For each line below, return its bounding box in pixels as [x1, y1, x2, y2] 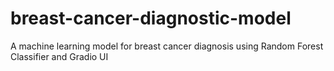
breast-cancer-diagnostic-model [10, 7, 292, 30]
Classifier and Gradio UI [10, 50, 109, 62]
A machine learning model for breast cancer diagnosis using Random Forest [10, 40, 324, 52]
